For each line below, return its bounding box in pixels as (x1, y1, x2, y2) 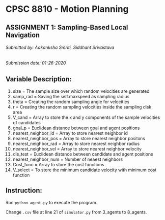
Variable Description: (5, 75, 72, 83)
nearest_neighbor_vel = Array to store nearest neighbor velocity (12, 146, 142, 151)
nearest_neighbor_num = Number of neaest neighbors (12, 156, 123, 162)
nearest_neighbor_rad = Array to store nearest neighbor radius (12, 141, 140, 147)
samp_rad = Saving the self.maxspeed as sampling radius (12, 93, 130, 99)
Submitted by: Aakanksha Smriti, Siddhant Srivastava (5, 44, 114, 50)
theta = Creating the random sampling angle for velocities (12, 99, 130, 105)
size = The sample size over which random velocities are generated (12, 88, 150, 94)
